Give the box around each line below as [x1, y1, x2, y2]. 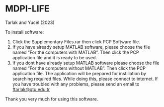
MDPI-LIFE [5, 3, 50, 14]
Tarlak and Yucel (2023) [5, 19, 55, 25]
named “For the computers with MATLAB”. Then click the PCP [12, 49, 139, 55]
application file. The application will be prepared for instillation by [12, 70, 147, 76]
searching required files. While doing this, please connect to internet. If [12, 76, 158, 82]
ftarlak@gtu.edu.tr [12, 86, 50, 92]
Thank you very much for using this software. [5, 96, 98, 102]
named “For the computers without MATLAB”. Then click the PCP [12, 65, 146, 71]
